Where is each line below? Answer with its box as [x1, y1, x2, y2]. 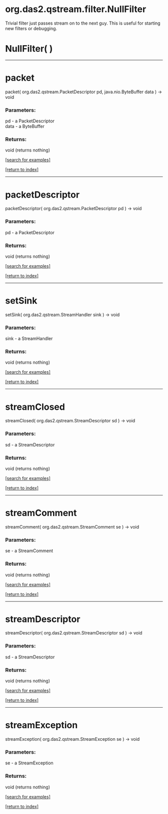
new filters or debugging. [5, 25, 57, 31]
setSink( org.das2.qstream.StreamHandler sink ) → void [5, 311, 120, 317]
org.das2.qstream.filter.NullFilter [5, 4, 146, 15]
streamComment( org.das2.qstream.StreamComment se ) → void [5, 524, 139, 530]
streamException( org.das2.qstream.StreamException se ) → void [5, 736, 140, 742]
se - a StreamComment [5, 548, 53, 554]
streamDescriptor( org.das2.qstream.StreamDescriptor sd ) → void [5, 630, 142, 636]
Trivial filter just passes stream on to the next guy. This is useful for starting [5, 20, 161, 26]
